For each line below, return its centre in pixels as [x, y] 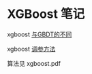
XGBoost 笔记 [46, 14]
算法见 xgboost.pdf [34, 63]
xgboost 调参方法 [31, 49]
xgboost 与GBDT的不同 [40, 34]
